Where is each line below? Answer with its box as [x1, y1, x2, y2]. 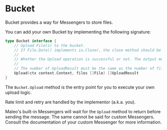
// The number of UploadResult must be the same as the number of [14, 66, 155, 71]
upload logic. [5, 89, 32, 95]
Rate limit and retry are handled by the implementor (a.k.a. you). [5, 99, 136, 105]
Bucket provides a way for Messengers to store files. [5, 19, 113, 25]
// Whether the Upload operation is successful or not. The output [14, 57, 157, 62]
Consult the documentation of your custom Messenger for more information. [5, 119, 162, 125]
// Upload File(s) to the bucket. [14, 43, 85, 48]
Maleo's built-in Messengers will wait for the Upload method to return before [5, 108, 161, 114]
